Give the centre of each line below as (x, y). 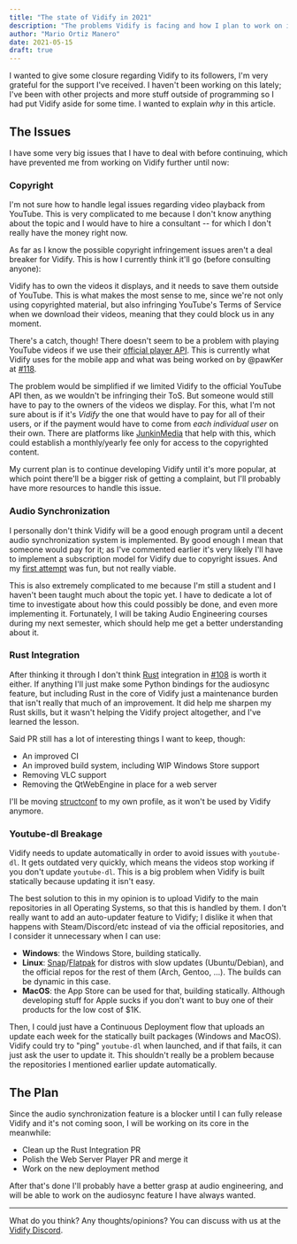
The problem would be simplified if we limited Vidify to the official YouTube (145, 386)
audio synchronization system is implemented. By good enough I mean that (146, 540)
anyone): (25, 269)
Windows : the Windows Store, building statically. (111, 953)
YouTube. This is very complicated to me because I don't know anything (141, 214)
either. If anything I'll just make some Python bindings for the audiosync (140, 684)
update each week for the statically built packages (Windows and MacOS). (145, 1037)
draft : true (31, 51)
